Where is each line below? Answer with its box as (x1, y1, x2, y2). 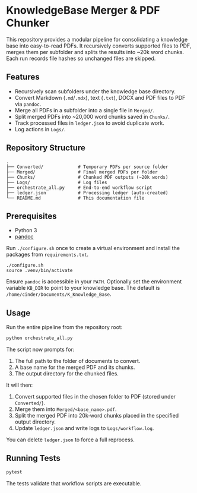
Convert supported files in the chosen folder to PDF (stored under (14, 393, 176, 400)
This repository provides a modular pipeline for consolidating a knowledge (6, 36, 188, 43)
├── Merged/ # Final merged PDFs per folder (6, 169, 158, 175)
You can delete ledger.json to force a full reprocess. (6, 436, 135, 443)
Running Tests (6, 453, 61, 463)
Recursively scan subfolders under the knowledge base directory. (14, 87, 176, 95)
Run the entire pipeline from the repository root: (6, 324, 123, 331)
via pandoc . (14, 100, 42, 108)
